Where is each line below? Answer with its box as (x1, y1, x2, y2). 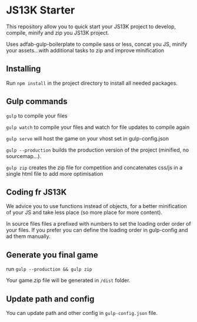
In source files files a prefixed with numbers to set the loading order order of (6, 220, 191, 227)
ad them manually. (6, 233, 51, 240)
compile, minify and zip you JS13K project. (6, 29, 109, 36)
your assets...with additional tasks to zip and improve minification (6, 46, 165, 53)
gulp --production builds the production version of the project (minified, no (6, 146, 189, 153)
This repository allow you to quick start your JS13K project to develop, (6, 23, 176, 30)
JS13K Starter (6, 4, 75, 17)
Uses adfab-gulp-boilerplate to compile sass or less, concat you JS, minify (6, 41, 188, 48)
